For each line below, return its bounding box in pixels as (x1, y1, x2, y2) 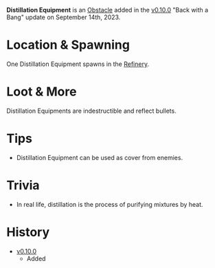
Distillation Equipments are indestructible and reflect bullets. (6, 107, 177, 115)
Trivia (6, 178, 40, 193)
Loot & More (6, 84, 77, 100)
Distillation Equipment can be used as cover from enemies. (16, 153, 183, 161)
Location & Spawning (6, 37, 130, 53)
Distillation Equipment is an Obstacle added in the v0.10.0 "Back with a (6, 6, 209, 14)
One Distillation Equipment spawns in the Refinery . (6, 60, 149, 68)
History (6, 224, 50, 240)
